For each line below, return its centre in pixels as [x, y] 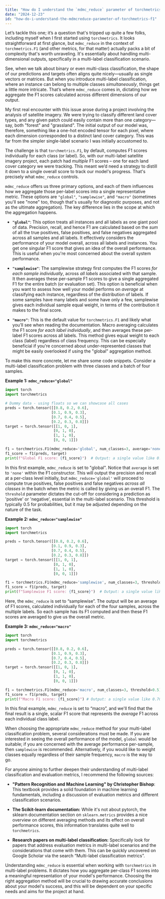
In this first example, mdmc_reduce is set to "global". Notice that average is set [82, 467]
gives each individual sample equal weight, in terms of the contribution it [86, 305]
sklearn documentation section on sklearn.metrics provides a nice [80, 815]
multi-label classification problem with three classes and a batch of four [78, 366]
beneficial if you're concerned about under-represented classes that [82, 346]
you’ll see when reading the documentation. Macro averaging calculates [85, 325]
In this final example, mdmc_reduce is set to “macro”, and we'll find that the [79, 709]
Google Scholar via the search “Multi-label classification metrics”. [79, 856]
